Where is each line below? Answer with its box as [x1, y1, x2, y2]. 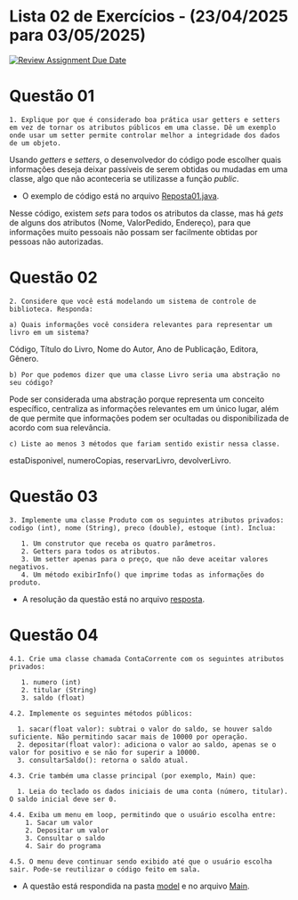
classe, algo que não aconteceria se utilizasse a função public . [9, 173, 239, 184]
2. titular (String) [20, 685, 98, 694]
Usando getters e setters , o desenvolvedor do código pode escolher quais [9, 154, 282, 165]
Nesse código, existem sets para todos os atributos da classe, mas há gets [9, 208, 284, 218]
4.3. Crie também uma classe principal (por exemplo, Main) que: [9, 771, 256, 781]
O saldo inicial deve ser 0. [9, 795, 117, 804]
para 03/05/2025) [9, 25, 147, 45]
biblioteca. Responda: [9, 305, 93, 314]
